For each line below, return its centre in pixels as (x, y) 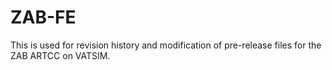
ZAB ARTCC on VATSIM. (60, 55)
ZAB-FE (43, 17)
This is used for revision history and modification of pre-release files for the (166, 45)
